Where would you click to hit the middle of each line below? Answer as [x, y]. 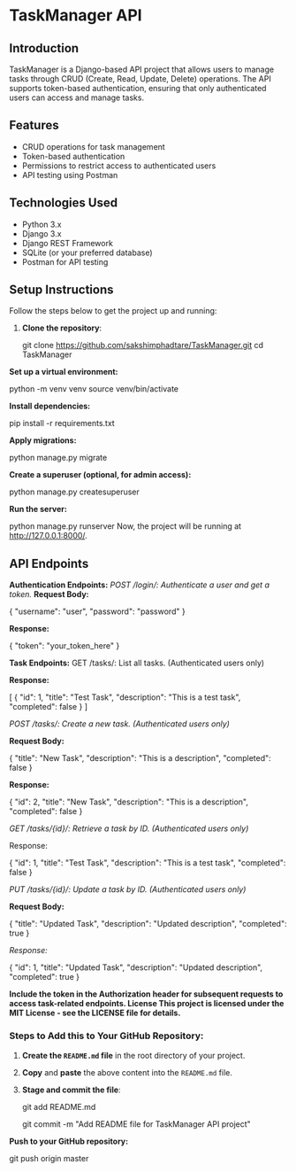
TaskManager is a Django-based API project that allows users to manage [142, 69]
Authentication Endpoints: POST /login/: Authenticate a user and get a [139, 585]
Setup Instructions [61, 290]
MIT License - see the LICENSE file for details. [95, 1013]
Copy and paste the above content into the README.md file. [127, 1072]
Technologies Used [63, 203]
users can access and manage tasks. [76, 97]
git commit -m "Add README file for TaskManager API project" [137, 1124]
